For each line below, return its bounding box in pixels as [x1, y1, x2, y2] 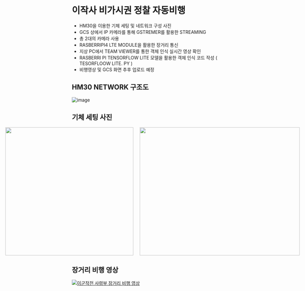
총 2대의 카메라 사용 [79, 35, 119, 41]
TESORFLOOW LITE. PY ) [79, 60, 133, 67]
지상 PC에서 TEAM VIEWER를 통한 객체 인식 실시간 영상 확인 [79, 48, 201, 54]
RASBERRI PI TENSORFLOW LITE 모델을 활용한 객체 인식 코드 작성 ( [79, 54, 217, 60]
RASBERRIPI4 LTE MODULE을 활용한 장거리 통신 [79, 41, 179, 48]
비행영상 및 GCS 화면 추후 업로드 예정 [79, 66, 155, 72]
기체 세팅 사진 [72, 113, 113, 122]
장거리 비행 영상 [72, 265, 119, 274]
